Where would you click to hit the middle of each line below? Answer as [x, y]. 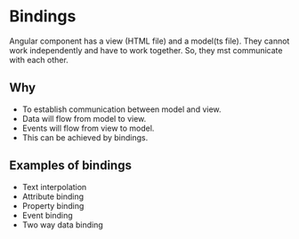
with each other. [39, 60]
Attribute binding [53, 196]
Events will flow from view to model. [88, 128]
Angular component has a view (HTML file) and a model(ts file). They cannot [149, 41]
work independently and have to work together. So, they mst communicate [146, 50]
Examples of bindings [70, 166]
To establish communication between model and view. [121, 109]
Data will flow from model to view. [84, 118]
